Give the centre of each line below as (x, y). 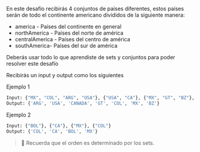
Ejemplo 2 (19, 115)
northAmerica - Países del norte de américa (69, 33)
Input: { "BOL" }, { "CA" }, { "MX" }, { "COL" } (59, 126)
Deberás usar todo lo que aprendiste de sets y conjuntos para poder (91, 57)
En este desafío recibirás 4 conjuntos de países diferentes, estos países (95, 9)
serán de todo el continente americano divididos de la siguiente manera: (95, 15)
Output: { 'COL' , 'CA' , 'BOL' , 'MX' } (52, 131)
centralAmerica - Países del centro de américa (72, 39)
